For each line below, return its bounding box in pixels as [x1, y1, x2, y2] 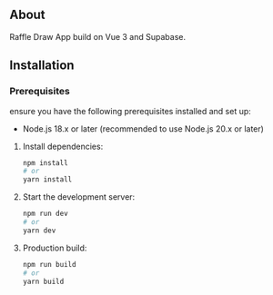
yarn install [22, 175, 73, 184]
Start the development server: [22, 192, 136, 202]
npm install [22, 158, 68, 167]
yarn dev [22, 226, 56, 235]
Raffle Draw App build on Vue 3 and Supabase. [9, 31, 187, 42]
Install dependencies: [22, 141, 104, 152]
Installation [9, 58, 75, 74]
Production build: [22, 242, 87, 253]
